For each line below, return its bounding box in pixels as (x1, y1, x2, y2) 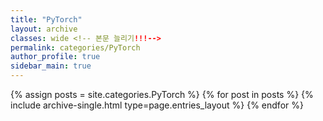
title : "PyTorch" (10, 14, 83, 25)
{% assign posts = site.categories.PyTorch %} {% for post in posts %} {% (10, 89, 314, 100)
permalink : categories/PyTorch (10, 42, 141, 53)
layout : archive (10, 24, 78, 34)
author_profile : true (10, 52, 101, 62)
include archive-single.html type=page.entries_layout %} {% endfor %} (10, 99, 304, 111)
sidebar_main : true (10, 61, 92, 71)
